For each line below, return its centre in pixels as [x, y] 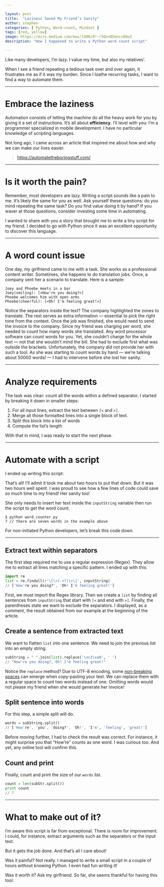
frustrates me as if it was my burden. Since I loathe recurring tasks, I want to [82, 74]
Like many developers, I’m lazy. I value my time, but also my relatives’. [75, 59]
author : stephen [21, 23]
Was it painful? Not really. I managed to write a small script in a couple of [78, 860]
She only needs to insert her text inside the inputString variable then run [79, 503]
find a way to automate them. [34, 80]
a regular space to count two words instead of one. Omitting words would [79, 682]
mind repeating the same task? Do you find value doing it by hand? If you [79, 206]
